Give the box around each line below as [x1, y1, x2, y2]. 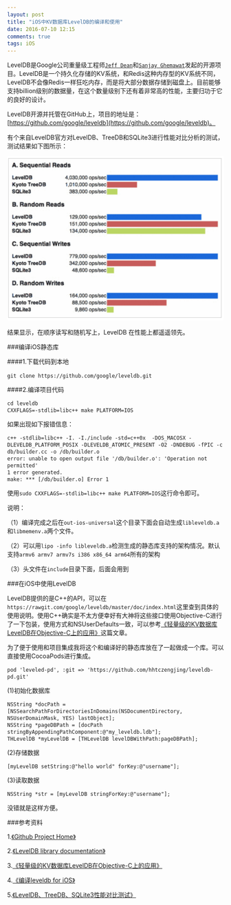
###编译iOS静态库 [7, 343, 59, 351]
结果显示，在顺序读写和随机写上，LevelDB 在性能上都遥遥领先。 [7, 328, 189, 337]
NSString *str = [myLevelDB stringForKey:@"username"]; [7, 790, 170, 798]
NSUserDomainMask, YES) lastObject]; [7, 715, 115, 722]
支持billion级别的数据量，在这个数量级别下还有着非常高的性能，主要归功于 [7, 87, 217, 95]
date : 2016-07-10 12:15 [7, 26, 76, 32]
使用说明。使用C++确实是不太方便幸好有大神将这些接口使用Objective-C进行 [7, 611, 222, 620]
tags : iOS [7, 40, 36, 48]
